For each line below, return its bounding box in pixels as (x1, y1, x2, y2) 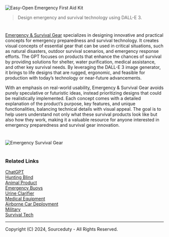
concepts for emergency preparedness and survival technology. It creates (5, 38, 159, 44)
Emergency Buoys (5, 185, 43, 191)
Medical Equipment (5, 195, 45, 201)
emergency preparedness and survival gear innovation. (5, 122, 120, 128)
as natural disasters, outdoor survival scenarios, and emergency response (5, 48, 159, 54)
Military (5, 206, 21, 212)
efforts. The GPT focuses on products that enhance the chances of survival (5, 53, 162, 60)
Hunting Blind (5, 174, 34, 180)
